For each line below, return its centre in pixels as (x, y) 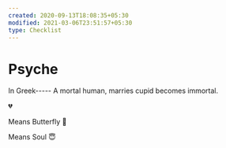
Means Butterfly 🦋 (38, 122)
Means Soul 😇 (32, 137)
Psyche (33, 69)
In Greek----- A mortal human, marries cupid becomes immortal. (113, 91)
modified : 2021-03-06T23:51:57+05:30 (70, 23)
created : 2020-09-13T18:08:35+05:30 (68, 15)
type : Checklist (35, 30)
